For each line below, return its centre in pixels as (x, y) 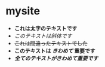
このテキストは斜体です (43, 36)
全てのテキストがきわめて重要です (56, 58)
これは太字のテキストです (46, 28)
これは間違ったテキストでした (51, 43)
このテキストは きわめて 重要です (55, 51)
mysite (23, 11)
